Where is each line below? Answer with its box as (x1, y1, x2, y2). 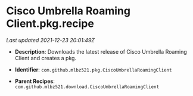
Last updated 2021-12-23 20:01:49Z (6, 36, 95, 44)
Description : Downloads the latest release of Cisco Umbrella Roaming (14, 48, 188, 55)
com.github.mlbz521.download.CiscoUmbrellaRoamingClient (14, 83, 160, 90)
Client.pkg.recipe (6, 17, 94, 30)
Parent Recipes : (14, 78, 55, 85)
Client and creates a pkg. (14, 54, 76, 61)
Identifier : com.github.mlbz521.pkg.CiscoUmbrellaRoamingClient (14, 66, 172, 73)
